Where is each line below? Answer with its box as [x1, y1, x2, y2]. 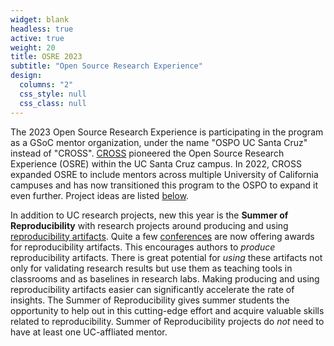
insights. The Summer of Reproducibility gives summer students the [10, 294, 290, 306]
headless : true [10, 24, 74, 34]
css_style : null [19, 89, 87, 99]
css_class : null [19, 98, 87, 108]
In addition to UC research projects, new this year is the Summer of [10, 209, 289, 221]
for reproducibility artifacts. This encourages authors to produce [10, 241, 276, 253]
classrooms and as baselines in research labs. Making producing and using [10, 272, 320, 285]
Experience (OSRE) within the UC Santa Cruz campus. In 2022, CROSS [10, 157, 302, 170]
